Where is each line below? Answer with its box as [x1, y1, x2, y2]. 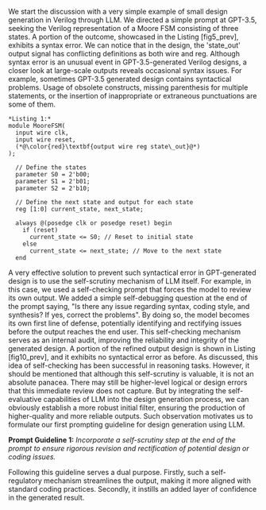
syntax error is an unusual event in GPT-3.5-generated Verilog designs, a [8, 57, 248, 67]
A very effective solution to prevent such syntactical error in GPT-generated [8, 268, 256, 277]
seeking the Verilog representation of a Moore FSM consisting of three [8, 24, 239, 33]
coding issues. [8, 452, 56, 462]
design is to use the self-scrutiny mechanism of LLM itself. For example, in [8, 276, 252, 285]
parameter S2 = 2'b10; [15, 184, 91, 192]
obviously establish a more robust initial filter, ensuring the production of [8, 403, 246, 412]
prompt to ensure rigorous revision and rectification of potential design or [8, 444, 250, 453]
